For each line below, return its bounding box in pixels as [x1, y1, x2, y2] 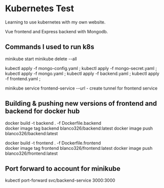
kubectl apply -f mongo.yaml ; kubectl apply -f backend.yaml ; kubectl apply [5, 70, 160, 76]
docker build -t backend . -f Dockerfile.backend [5, 120, 101, 126]
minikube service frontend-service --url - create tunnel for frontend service [5, 85, 158, 91]
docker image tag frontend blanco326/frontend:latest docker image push [5, 145, 153, 151]
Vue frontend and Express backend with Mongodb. [5, 28, 108, 34]
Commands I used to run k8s [5, 43, 94, 51]
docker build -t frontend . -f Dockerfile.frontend [5, 140, 101, 146]
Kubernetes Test [5, 3, 74, 14]
